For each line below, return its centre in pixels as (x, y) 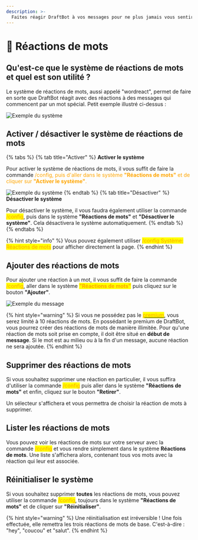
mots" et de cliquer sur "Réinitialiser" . (54, 506)
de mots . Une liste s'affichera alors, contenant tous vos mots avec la (89, 454)
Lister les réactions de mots (58, 428)
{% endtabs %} (25, 229)
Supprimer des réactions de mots (69, 365)
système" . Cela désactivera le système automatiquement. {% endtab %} (95, 223)
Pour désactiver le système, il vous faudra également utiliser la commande (97, 211)
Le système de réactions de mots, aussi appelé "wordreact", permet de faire (99, 91)
